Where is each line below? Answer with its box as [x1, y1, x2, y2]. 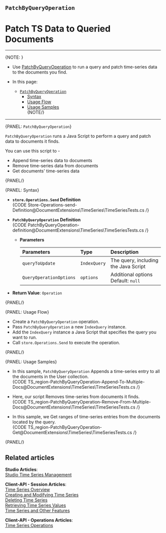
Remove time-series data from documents [12, 163, 98, 169]
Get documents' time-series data [12, 168, 80, 174]
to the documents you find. [12, 69, 68, 75]
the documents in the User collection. [12, 373, 89, 380]
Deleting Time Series [5, 497, 48, 503]
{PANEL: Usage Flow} [5, 309, 49, 315]
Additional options [110, 271, 153, 278]
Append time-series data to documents [12, 158, 92, 164]
